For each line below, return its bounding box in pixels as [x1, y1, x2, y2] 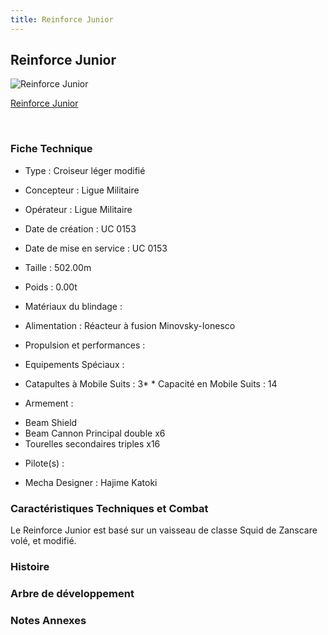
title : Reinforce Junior [10, 14, 114, 25]
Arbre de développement [10, 586, 135, 600]
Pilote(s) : [24, 457, 65, 469]
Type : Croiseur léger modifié [24, 164, 146, 176]
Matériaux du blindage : [24, 300, 123, 312]
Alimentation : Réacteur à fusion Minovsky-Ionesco [24, 319, 236, 331]
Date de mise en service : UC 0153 [24, 242, 168, 254]
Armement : [24, 397, 74, 409]
